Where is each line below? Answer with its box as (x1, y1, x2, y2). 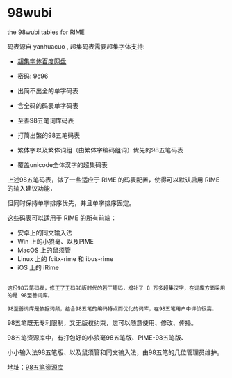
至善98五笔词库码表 (17, 116, 74, 125)
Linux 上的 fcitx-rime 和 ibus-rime (17, 254, 114, 262)
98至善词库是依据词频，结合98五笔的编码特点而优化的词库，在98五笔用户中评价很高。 (7, 305, 217, 313)
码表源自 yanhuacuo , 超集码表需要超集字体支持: (7, 42, 145, 50)
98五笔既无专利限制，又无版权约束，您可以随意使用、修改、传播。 (7, 318, 198, 326)
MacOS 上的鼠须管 (17, 246, 71, 254)
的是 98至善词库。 (7, 292, 53, 299)
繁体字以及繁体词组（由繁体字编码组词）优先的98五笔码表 (17, 145, 184, 154)
